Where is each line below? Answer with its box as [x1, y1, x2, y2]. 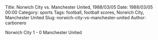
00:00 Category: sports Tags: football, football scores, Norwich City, [5, 9, 145, 15]
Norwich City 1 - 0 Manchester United [5, 30, 82, 35]
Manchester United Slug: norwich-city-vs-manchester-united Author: [5, 15, 146, 20]
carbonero [5, 20, 27, 26]
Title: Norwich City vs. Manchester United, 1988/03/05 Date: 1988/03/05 [5, 4, 153, 10]
